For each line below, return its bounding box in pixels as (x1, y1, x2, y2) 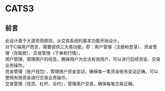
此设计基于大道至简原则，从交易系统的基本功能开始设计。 (5, 38, 122, 43)
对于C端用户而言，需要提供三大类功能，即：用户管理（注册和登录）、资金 (5, 44, 153, 50)
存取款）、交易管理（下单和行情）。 (13, 50, 83, 56)
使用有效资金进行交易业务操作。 (5, 75, 70, 80)
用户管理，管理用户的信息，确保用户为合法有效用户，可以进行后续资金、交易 (5, 56, 161, 62)
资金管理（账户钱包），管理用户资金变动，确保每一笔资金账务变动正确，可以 (5, 68, 159, 74)
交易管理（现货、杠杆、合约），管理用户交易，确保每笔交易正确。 (5, 81, 137, 87)
